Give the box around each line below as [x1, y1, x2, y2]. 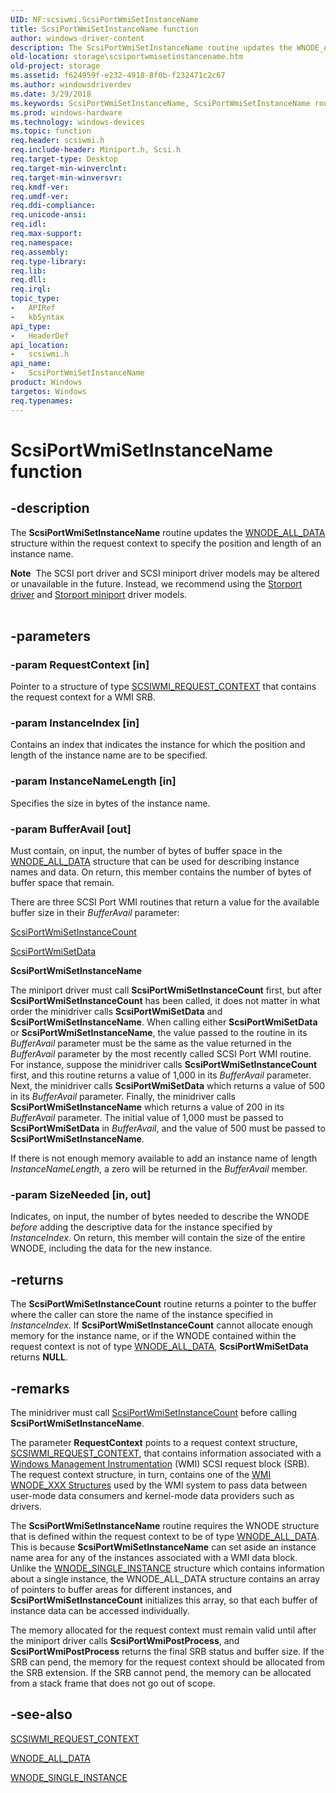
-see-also [10, 1706, 73, 1723]
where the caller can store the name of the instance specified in [10, 1309, 273, 1321]
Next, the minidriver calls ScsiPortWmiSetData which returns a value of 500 [10, 1080, 326, 1092]
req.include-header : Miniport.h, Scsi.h [10, 145, 182, 155]
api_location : [10, 340, 70, 350]
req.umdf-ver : [10, 191, 70, 201]
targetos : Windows [10, 386, 87, 396]
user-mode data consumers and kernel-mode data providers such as [10, 1490, 295, 1501]
